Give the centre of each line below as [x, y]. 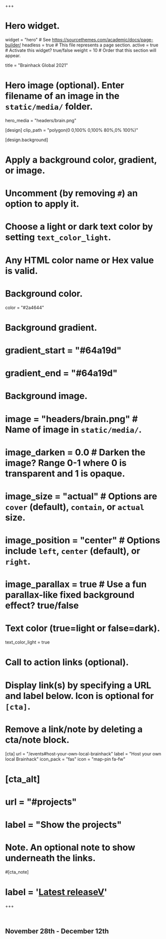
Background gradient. [51, 328]
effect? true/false [42, 605]
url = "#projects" [41, 802]
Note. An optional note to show [70, 847]
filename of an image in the [62, 96]
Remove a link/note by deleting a [74, 729]
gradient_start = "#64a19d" [63, 350]
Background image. [46, 396]
